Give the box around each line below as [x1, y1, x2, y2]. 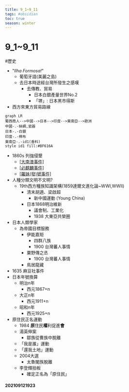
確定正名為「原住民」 [26, 371, 69, 377]
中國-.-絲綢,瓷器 [5, 124, 35, 129]
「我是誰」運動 [19, 341, 49, 347]
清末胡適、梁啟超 [26, 189, 61, 195]
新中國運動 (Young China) [33, 195, 85, 201]
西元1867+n [26, 286, 50, 292]
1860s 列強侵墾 [12, 153, 43, 159]
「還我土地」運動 [19, 347, 54, 353]
